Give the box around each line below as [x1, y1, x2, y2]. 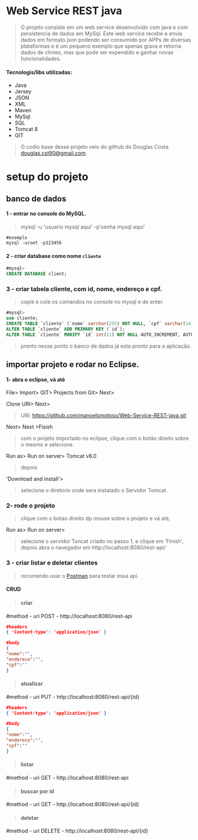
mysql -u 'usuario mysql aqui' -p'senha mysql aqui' [20, 223, 146, 230]
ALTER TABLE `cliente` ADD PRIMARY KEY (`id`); [6, 326, 126, 332]
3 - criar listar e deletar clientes [6, 559, 98, 567]
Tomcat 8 [14, 126, 38, 133]
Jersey [14, 88, 32, 95]
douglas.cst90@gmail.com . [20, 149, 87, 157]
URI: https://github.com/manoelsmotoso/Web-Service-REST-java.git [20, 412, 187, 419]
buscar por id [20, 787, 54, 795]
